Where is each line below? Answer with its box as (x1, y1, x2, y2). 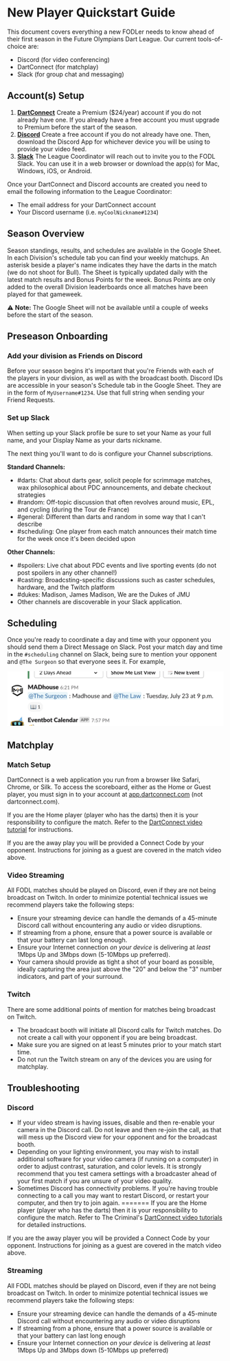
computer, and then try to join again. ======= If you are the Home (16, 1199, 207, 1207)
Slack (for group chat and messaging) (16, 70, 125, 78)
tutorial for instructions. (7, 826, 73, 834)
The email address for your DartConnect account (16, 201, 157, 209)
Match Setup (7, 760, 51, 769)
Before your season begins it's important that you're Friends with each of (7, 366, 214, 375)
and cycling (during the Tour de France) (16, 505, 130, 513)
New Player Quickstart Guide (7, 5, 176, 21)
